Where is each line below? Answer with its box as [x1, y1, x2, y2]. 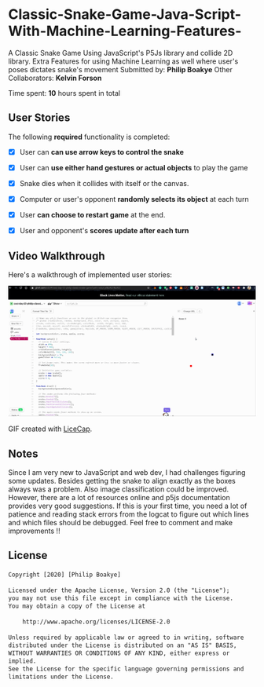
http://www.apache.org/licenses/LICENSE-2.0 [22, 618, 170, 626]
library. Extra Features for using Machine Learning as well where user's [8, 57, 239, 66]
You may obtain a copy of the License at [8, 602, 146, 610]
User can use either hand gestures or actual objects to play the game [19, 163, 248, 172]
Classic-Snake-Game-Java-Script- [8, 5, 242, 24]
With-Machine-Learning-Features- [8, 22, 242, 40]
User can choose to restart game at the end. [19, 210, 166, 219]
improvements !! [8, 526, 60, 535]
